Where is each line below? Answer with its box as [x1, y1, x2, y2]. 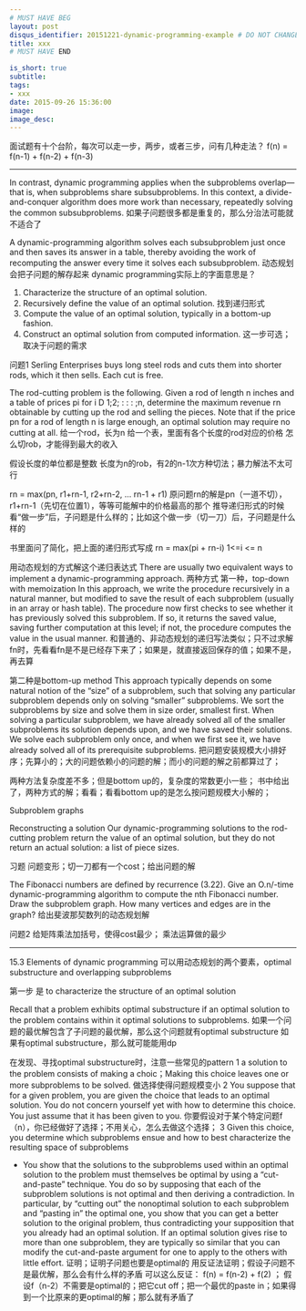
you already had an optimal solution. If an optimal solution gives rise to [22, 1227, 288, 1238]
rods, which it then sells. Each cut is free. [9, 370, 164, 381]
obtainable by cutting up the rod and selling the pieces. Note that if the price [9, 407, 296, 418]
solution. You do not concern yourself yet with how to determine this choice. [9, 1099, 296, 1110]
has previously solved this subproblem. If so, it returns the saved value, [9, 613, 277, 624]
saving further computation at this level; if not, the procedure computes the [9, 622, 291, 634]
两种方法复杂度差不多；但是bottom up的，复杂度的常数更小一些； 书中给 [9, 776, 282, 787]
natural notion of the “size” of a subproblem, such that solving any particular [9, 686, 296, 697]
